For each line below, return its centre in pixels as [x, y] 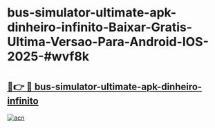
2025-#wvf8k [48, 57]
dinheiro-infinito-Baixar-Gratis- [100, 27]
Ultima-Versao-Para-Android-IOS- [108, 42]
